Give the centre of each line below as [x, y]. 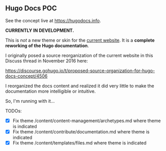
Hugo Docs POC [31, 8]
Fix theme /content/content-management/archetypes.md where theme [87, 121]
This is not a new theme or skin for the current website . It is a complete [80, 40]
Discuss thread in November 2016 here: [47, 61]
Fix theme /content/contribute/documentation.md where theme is [81, 132]
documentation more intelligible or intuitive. [51, 91]
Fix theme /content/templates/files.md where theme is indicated [79, 143]
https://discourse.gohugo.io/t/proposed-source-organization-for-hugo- [80, 70]
